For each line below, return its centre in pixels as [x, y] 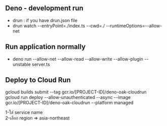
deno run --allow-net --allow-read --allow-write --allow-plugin [78, 59]
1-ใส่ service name [24, 112]
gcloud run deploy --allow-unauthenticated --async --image [68, 97]
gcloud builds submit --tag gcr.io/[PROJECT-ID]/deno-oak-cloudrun [76, 92]
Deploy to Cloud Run [38, 80]
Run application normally [45, 47]
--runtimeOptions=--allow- [134, 26]
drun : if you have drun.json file [45, 20]
